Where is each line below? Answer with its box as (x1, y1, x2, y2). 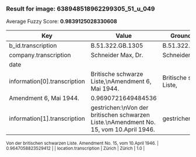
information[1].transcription (9, 114, 86, 123)
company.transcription (9, 51, 71, 60)
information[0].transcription (9, 78, 86, 86)
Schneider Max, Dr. (90, 51, 143, 60)
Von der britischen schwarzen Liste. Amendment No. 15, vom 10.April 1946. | (6, 141, 159, 146)
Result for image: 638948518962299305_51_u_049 (6, 5, 155, 13)
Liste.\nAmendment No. (90, 118, 156, 127)
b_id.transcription (9, 41, 57, 50)
